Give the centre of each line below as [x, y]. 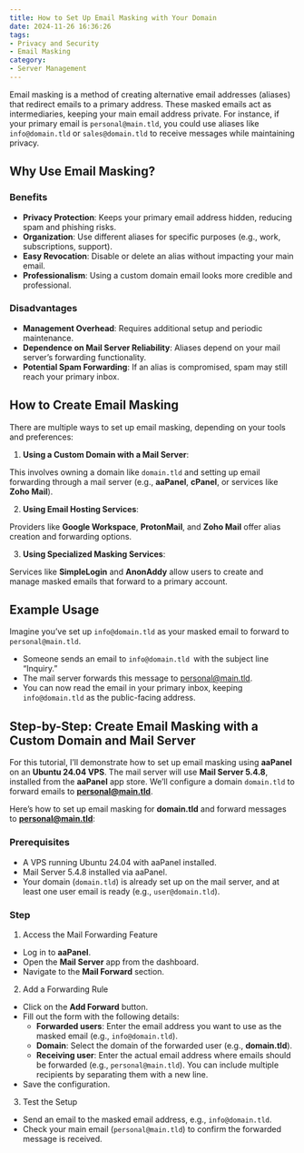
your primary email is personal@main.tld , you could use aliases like [134, 123]
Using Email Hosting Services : [80, 509]
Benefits [29, 197]
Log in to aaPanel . [57, 952]
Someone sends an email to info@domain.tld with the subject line [146, 659]
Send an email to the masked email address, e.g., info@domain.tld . [147, 1119]
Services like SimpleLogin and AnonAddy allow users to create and [137, 571]
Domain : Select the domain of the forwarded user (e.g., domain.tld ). [164, 1045]
